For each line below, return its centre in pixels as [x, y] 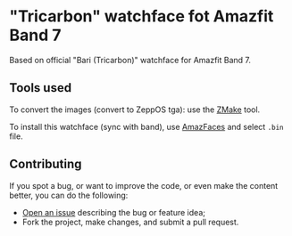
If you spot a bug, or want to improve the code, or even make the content [144, 185]
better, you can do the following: [69, 195]
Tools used [41, 88]
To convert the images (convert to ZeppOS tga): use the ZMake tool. [135, 110]
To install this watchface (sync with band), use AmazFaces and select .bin [146, 126]
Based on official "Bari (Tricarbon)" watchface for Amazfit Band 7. [130, 60]
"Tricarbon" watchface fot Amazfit [142, 16]
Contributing [46, 164]
